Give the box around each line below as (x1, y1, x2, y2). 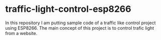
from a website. (5, 30, 38, 36)
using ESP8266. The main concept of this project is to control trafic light (5, 25, 154, 31)
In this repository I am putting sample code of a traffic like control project (5, 20, 156, 26)
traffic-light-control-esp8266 (5, 3, 131, 15)
